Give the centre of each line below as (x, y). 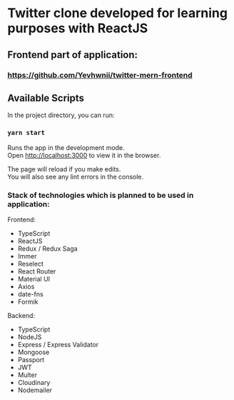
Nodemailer (35, 390)
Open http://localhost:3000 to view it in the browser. (84, 155)
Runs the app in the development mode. (66, 147)
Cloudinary (34, 382)
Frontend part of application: (72, 55)
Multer (27, 375)
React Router (37, 271)
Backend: (21, 315)
